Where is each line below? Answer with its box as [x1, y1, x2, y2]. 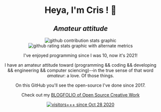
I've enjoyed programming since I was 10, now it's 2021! [23, 52, 138, 58]
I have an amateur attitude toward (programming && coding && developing [4, 62, 157, 68]
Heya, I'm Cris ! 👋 [44, 4, 117, 16]
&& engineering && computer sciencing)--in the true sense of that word [7, 67, 154, 73]
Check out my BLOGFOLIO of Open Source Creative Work [21, 92, 140, 98]
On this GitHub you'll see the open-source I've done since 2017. [15, 82, 146, 88]
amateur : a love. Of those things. [47, 73, 114, 79]
